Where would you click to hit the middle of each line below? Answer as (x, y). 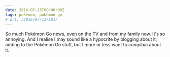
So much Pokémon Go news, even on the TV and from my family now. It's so (85, 34)
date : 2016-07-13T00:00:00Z (35, 10)
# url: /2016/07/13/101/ (31, 19)
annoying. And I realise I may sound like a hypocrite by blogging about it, (81, 39)
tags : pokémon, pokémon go (34, 15)
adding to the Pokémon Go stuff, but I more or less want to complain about (83, 45)
